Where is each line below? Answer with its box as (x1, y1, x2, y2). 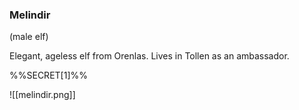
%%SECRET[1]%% (9, 69, 88, 82)
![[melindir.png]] (9, 89, 76, 101)
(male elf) (9, 31, 49, 43)
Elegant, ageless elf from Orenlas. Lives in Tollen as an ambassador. (9, 50, 290, 62)
